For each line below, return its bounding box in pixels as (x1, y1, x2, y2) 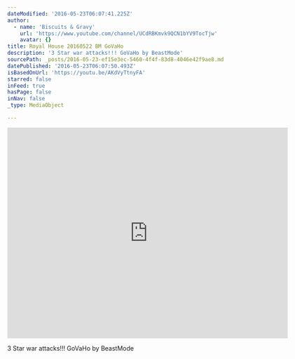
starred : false (7, 75, 52, 83)
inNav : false (7, 96, 46, 103)
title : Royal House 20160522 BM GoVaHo (7, 43, 124, 50)
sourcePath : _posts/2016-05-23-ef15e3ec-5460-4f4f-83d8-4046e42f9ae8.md (7, 56, 224, 63)
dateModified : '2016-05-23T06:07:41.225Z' (7, 10, 133, 18)
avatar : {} (20, 37, 52, 44)
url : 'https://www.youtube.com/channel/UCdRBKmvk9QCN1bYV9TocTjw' (20, 30, 218, 37)
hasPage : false (7, 89, 52, 96)
